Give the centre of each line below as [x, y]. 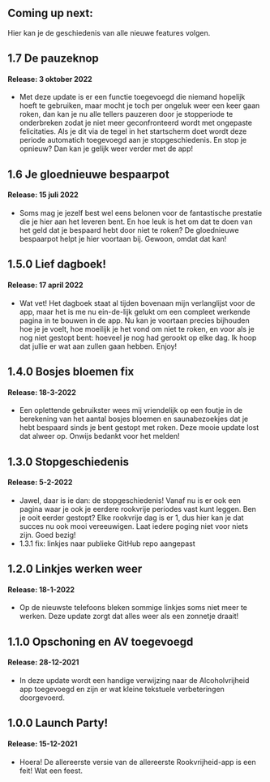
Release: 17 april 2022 [45, 285]
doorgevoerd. [42, 698]
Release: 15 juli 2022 [43, 195]
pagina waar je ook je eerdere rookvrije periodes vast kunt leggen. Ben [138, 509]
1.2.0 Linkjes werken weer [75, 569]
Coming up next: [51, 13]
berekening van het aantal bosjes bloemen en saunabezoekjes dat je [134, 419]
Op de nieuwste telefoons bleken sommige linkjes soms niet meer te [133, 608]
